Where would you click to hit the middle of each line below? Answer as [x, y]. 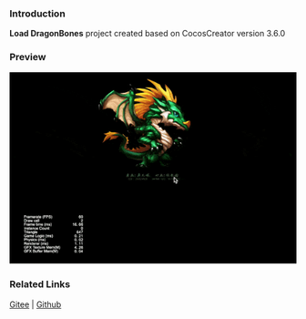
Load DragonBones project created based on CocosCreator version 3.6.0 [148, 34]
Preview [28, 57]
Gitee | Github [36, 304]
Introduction [37, 14]
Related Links [40, 284]
